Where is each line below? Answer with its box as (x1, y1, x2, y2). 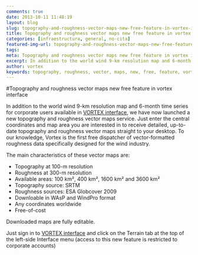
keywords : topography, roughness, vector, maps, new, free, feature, (6, 69, 181, 75)
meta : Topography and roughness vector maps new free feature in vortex (6, 52, 189, 58)
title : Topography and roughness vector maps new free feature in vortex (6, 31, 192, 37)
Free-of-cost (14, 207, 46, 214)
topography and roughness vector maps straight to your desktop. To (18, 128, 184, 135)
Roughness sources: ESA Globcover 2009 (14, 188, 117, 195)
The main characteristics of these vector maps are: (6, 151, 130, 159)
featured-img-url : (6, 42, 51, 48)
